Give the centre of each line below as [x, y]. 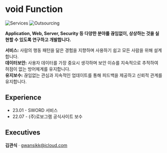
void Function [34, 9]
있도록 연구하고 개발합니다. [45, 39]
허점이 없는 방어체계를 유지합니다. [38, 69]
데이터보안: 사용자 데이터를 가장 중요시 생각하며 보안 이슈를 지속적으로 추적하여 [82, 62]
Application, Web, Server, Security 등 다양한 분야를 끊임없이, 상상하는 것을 [80, 33]
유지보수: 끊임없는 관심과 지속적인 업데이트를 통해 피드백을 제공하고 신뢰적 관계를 [84, 75]
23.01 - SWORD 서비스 [35, 110]
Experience [23, 98]
